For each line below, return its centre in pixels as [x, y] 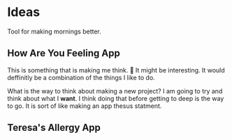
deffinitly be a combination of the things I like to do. [81, 77]
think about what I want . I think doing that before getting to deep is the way [116, 98]
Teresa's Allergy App [54, 128]
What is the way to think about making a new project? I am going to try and [115, 91]
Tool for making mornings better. [54, 31]
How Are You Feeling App [64, 53]
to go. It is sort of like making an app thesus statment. [85, 106]
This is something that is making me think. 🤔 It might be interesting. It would [116, 70]
